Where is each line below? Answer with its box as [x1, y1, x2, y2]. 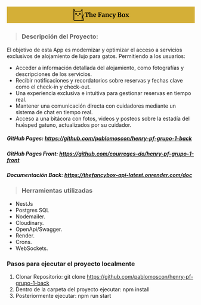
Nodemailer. [15, 213, 45, 220]
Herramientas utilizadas [21, 187, 93, 195]
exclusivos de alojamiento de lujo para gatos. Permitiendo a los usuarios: [7, 52, 185, 60]
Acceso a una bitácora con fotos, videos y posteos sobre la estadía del [15, 115, 190, 122]
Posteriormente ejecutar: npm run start [15, 292, 112, 300]
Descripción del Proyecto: [21, 32, 98, 41]
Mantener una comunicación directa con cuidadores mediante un [15, 102, 177, 109]
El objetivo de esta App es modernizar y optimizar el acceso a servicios [7, 46, 183, 53]
